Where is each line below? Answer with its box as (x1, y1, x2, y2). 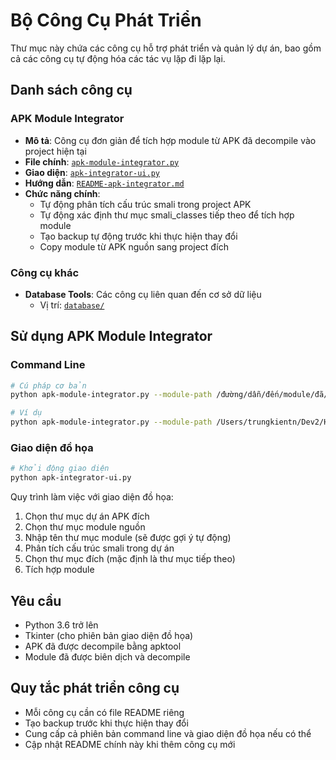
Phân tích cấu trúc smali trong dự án (24, 542, 175, 554)
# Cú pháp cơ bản (10, 380, 87, 391)
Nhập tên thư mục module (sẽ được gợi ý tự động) (24, 532, 232, 544)
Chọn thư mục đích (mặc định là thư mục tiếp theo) (24, 553, 236, 565)
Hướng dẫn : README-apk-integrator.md (24, 177, 185, 189)
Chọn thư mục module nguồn (24, 521, 146, 533)
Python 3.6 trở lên (24, 619, 99, 631)
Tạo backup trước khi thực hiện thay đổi (24, 717, 189, 729)
